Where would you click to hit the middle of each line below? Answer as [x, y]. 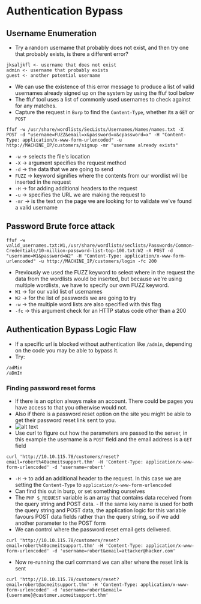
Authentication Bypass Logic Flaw [71, 329]
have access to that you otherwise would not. [71, 407]
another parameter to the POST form [60, 523]
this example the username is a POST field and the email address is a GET [103, 439]
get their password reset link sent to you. [65, 420]
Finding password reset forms [51, 388]
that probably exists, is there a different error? [72, 54]
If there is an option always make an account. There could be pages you [104, 401]
